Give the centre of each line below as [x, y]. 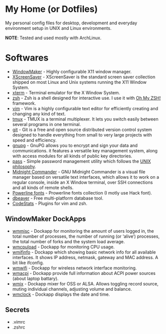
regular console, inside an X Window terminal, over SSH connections [83, 182]
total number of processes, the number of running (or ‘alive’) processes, [86, 236]
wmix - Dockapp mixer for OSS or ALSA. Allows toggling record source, [85, 283]
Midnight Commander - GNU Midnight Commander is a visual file [79, 172]
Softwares [27, 58]
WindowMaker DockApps [46, 219]
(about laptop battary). [35, 278]
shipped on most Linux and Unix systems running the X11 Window [80, 82]
